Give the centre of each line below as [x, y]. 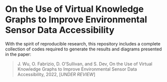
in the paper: [18, 54]
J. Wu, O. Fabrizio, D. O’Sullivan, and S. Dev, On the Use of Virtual [85, 64]
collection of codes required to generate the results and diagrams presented [83, 49]
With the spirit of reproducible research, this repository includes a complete [83, 43]
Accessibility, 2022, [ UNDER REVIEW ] [56, 74]
